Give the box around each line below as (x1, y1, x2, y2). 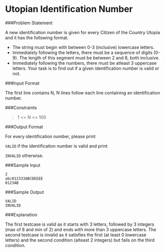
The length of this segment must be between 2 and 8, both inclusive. (19, 54, 160, 60)
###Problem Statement (5, 20, 53, 26)
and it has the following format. (5, 35, 69, 41)
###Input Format (5, 80, 40, 86)
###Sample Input (5, 162, 41, 168)
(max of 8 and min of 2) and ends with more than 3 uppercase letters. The (5, 226, 157, 232)
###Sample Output (5, 189, 44, 195)
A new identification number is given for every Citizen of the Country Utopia (5, 29, 160, 35)
